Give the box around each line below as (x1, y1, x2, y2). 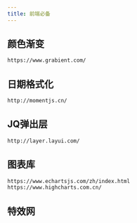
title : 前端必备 (7, 10, 51, 18)
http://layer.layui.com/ (7, 137, 80, 144)
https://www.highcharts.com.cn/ (7, 184, 102, 191)
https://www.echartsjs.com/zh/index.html (7, 177, 131, 184)
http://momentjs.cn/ (7, 97, 68, 104)
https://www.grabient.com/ (7, 57, 86, 64)
